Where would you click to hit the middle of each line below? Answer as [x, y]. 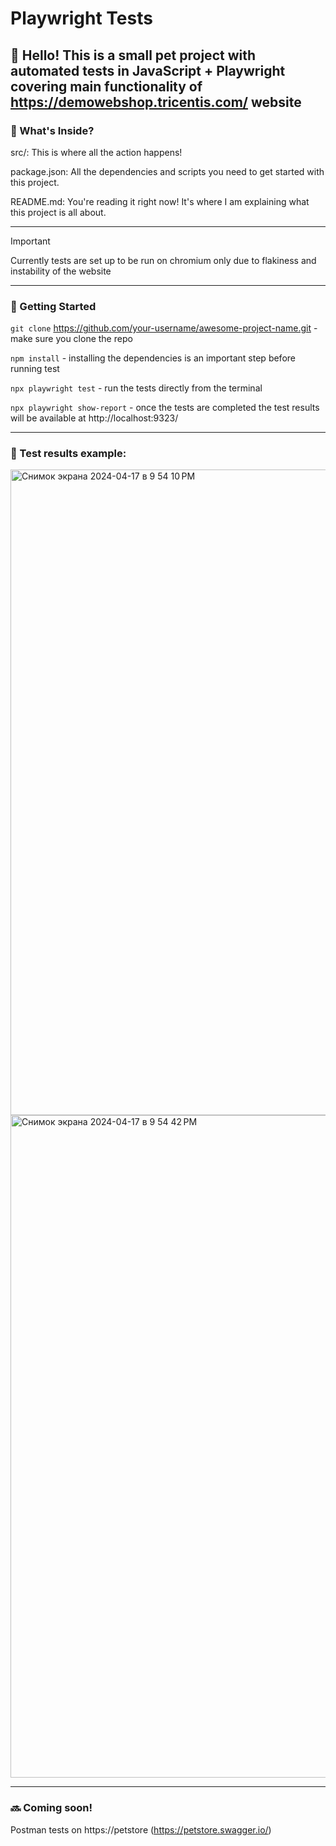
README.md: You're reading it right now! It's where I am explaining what [160, 201]
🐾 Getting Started [53, 306]
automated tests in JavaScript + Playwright [148, 70]
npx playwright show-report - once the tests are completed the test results [165, 408]
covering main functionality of [106, 86]
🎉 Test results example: [68, 454]
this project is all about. [58, 212]
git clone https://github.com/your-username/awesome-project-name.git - [164, 328]
